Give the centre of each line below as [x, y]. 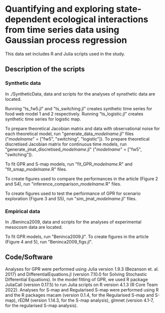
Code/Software [29, 257]
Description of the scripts [45, 69]
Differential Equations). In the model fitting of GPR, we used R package [77, 279]
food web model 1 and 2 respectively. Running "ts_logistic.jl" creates [74, 114]
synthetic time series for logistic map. [43, 119]
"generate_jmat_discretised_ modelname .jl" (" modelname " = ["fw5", [74, 149]
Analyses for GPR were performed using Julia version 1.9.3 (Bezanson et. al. [82, 269]
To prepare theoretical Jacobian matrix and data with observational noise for [82, 128]
